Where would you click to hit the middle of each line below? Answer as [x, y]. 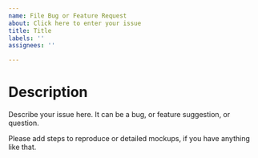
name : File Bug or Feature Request [68, 16]
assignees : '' [32, 46]
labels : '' [26, 38]
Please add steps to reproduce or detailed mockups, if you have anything [129, 139]
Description [48, 92]
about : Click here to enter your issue [75, 23]
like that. [22, 147]
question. [24, 123]
